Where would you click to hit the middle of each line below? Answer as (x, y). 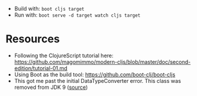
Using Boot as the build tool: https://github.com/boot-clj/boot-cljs (95, 75)
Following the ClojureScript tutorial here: (64, 55)
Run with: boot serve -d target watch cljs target (77, 15)
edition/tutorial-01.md (41, 68)
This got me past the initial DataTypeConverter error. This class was (98, 80)
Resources (33, 39)
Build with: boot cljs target (49, 9)
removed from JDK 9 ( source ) (51, 87)
